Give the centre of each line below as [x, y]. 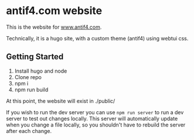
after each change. [29, 131]
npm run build [31, 90]
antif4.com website [54, 11]
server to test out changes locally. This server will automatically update [92, 118]
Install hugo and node [41, 71]
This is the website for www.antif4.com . [54, 27]
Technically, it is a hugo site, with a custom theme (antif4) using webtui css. [97, 38]
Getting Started [35, 57]
